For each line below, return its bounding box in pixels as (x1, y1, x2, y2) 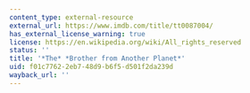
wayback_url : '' (9, 71, 70, 80)
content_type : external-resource (9, 12, 134, 22)
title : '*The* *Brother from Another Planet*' (9, 54, 186, 63)
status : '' (9, 46, 50, 55)
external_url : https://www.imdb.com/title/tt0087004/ (9, 21, 214, 30)
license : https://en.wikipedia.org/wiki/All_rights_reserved (9, 37, 242, 47)
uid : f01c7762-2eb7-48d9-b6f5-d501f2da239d (9, 63, 174, 72)
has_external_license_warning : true (9, 29, 146, 38)
